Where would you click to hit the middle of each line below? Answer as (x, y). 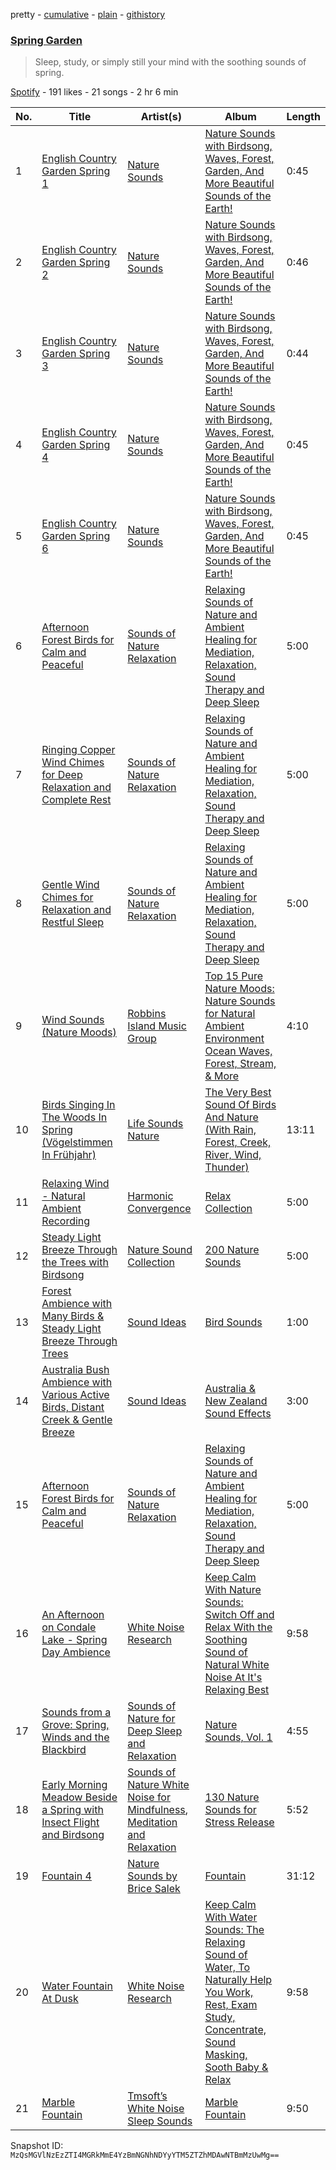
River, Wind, (233, 1155)
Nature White (158, 1785)
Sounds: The (234, 1930)
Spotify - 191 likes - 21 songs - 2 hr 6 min (94, 92)
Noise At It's (233, 1677)
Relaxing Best (237, 1690)
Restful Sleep (73, 922)
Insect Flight (70, 1822)
